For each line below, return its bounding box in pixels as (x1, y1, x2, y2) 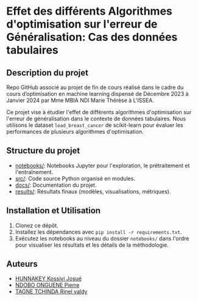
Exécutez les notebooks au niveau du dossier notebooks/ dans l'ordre (15, 234, 189, 242)
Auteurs (6, 259, 38, 269)
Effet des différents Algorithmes (6, 4, 172, 18)
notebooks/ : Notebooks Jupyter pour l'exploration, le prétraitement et (15, 162, 190, 169)
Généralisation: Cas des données (6, 31, 178, 44)
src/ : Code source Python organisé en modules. (15, 175, 136, 182)
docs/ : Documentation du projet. (15, 181, 97, 189)
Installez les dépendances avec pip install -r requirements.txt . (15, 228, 182, 236)
